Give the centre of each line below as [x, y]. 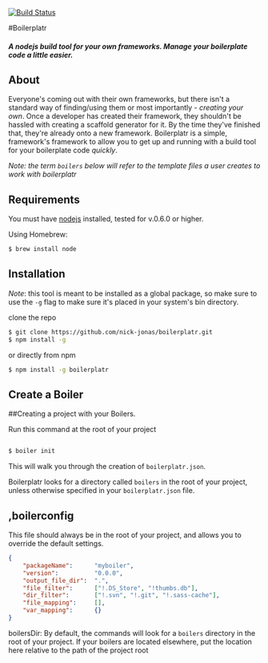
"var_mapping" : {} [62, 610]
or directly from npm [42, 355]
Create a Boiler [46, 394]
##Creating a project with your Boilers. [72, 414]
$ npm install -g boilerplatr [59, 370]
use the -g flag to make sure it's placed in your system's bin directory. [124, 301]
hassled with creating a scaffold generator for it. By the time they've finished [134, 125]
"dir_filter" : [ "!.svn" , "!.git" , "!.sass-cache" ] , [121, 596]
